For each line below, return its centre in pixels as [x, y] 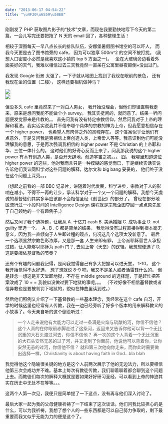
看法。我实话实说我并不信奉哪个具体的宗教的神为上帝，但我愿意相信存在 [88, 125]
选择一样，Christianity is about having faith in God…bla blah [83, 353]
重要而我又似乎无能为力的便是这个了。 [44, 416]
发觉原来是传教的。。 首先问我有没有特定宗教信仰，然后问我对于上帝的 [85, 119]
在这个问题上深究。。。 [27, 175]
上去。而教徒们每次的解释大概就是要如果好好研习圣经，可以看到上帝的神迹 [82, 376]
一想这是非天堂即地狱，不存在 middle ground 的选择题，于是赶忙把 [87, 276]
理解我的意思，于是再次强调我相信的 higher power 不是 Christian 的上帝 [79, 144]
